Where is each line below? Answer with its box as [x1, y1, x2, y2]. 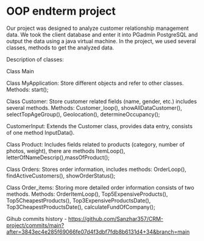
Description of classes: [6, 56, 64, 63]
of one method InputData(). [6, 129, 75, 136]
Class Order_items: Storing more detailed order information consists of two [6, 184, 195, 191]
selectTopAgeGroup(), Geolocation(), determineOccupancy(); [6, 110, 160, 118]
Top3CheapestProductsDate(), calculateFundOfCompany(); [6, 203, 155, 210]
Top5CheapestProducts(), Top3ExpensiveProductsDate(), [6, 196, 151, 204]
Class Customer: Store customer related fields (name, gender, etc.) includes [6, 98, 197, 105]
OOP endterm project [6, 4, 116, 18]
